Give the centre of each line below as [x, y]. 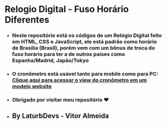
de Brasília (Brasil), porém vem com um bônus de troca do [83, 48]
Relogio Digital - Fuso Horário [67, 9]
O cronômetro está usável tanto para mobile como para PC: [85, 74]
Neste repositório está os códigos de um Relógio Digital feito [87, 35]
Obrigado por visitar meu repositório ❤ [60, 99]
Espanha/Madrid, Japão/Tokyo [50, 60]
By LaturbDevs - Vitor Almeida [60, 116]
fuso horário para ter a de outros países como [68, 54]
